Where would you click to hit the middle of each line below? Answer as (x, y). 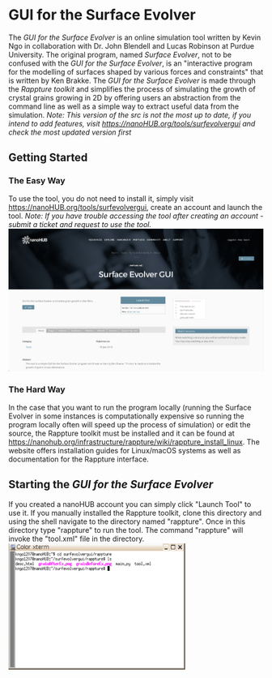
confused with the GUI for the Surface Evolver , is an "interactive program (130, 63)
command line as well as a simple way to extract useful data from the (124, 106)
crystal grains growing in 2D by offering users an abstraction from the (125, 97)
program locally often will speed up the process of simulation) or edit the (130, 424)
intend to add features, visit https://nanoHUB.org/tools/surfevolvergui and (132, 123)
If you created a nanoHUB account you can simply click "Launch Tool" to (130, 504)
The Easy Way (37, 181)
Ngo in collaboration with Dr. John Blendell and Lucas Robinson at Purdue (132, 45)
